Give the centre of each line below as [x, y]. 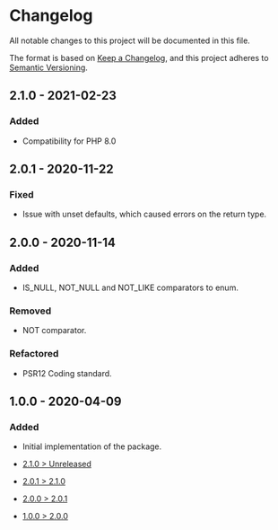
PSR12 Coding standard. [67, 373]
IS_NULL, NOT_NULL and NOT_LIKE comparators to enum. [130, 287]
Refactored [34, 354]
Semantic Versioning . [48, 67]
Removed [30, 311]
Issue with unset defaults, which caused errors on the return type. [144, 214]
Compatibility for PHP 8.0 [69, 141]
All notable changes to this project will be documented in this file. [130, 40]
